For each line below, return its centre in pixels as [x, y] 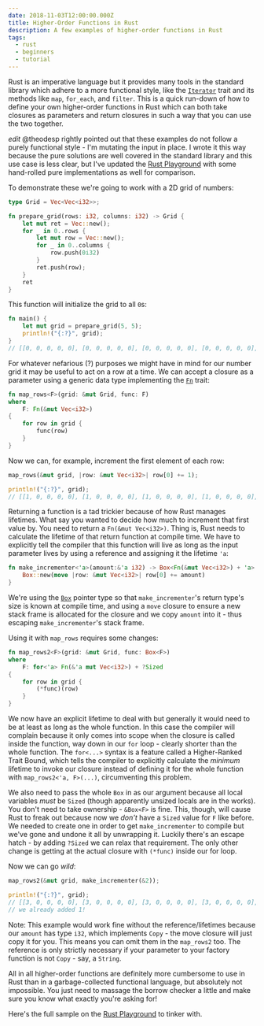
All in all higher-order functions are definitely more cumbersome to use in [127, 973]
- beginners [35, 52]
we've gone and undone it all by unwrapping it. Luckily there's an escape [126, 834]
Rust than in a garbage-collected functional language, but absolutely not [125, 982]
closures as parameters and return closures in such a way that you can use [130, 115]
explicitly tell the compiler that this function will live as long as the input [123, 545]
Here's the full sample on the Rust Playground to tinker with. [105, 1013]
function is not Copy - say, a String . [65, 958]
